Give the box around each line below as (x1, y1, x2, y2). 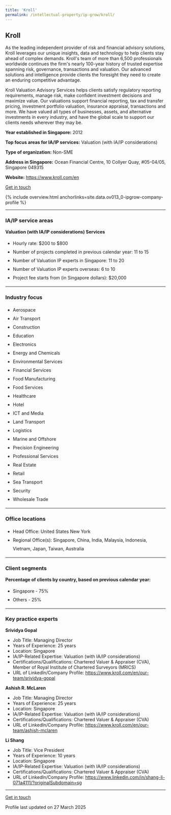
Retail (12, 470, 25, 476)
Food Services (12, 384, 43, 390)
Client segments (5, 565, 47, 572)
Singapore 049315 (5, 164, 44, 171)
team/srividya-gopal (12, 675, 55, 681)
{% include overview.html (5, 194, 59, 200)
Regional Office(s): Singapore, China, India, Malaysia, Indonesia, (12, 537, 148, 543)
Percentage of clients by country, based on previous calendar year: (5, 576, 151, 582)
